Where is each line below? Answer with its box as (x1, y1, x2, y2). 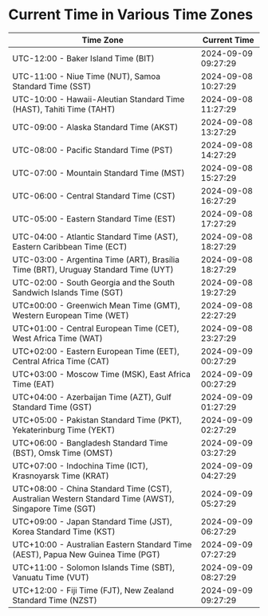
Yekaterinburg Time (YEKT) (12, 424, 116, 435)
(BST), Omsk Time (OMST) (12, 447, 113, 458)
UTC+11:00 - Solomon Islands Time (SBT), (12, 562, 175, 573)
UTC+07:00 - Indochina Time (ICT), (12, 460, 148, 471)
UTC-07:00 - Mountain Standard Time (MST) (12, 167, 185, 179)
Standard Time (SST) (12, 80, 92, 92)
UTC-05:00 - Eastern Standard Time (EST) (12, 213, 176, 224)
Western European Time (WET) (12, 309, 129, 320)
